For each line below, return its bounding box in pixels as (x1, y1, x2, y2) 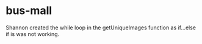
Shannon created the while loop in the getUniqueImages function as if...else (5, 24, 197, 31)
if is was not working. (5, 30, 60, 37)
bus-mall (5, 4, 52, 18)
